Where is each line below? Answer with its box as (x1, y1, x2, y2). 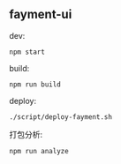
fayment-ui (9, 7, 72, 22)
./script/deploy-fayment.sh (9, 112, 113, 122)
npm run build (9, 79, 62, 89)
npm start (9, 48, 46, 56)
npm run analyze (9, 146, 69, 155)
